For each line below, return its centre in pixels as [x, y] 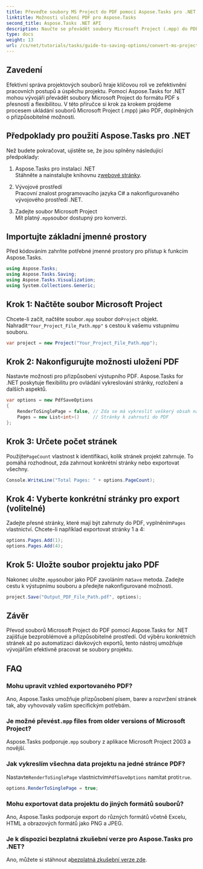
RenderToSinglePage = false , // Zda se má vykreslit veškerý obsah [104, 412]
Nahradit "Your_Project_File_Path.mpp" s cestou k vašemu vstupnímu [93, 325]
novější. [16, 748]
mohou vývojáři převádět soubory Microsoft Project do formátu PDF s [93, 97]
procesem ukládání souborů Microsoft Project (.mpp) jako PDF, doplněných [100, 110]
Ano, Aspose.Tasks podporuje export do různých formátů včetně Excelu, [97, 816]
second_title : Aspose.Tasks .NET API [54, 23]
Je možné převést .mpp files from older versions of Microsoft [96, 721]
